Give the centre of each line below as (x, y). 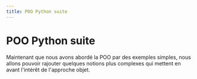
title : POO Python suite (37, 11)
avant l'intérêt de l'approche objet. (48, 70)
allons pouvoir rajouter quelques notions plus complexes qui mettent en (93, 63)
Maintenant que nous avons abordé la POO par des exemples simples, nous (99, 57)
